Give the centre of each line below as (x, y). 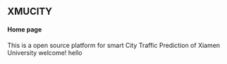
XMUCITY (30, 12)
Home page (25, 29)
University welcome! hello (45, 53)
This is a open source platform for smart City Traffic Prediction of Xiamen (114, 45)
